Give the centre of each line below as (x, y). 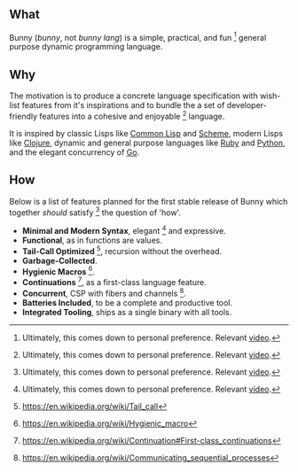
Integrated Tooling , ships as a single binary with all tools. (127, 312)
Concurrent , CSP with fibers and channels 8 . (104, 293)
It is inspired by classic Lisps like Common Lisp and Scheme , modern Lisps (146, 133)
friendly (24, 116)
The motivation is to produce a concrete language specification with (134, 96)
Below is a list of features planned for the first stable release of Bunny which (149, 201)
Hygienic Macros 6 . (59, 271)
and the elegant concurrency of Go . (74, 152)
